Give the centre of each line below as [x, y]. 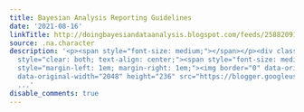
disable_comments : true [54, 93]
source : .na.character [52, 43]
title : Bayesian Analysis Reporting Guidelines [101, 18]
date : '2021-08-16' [46, 26]
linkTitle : [30, 34]
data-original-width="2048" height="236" [97, 77]
